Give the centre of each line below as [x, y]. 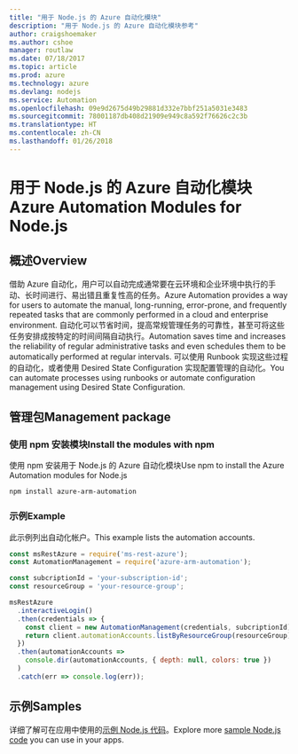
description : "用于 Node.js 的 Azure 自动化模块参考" [104, 26]
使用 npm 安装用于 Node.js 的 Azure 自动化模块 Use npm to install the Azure [147, 466]
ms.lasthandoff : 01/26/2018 [61, 141]
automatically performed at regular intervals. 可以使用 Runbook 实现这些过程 [149, 357]
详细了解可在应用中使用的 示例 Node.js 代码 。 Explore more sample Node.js [145, 729]
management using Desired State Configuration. [97, 387]
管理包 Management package [90, 417]
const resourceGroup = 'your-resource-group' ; [97, 586]
